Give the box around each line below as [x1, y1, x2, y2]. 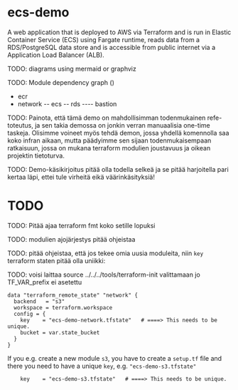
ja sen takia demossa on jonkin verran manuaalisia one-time [34, 120, 211, 129]
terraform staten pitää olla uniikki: [7, 256, 106, 265]
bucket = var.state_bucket [20, 329, 100, 336]
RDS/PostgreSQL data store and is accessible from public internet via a [7, 43, 216, 51]
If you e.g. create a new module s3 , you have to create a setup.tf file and [7, 354, 222, 362]
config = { [13, 310, 46, 317]
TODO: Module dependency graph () [7, 78, 115, 86]
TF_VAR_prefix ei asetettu [7, 277, 82, 286]
